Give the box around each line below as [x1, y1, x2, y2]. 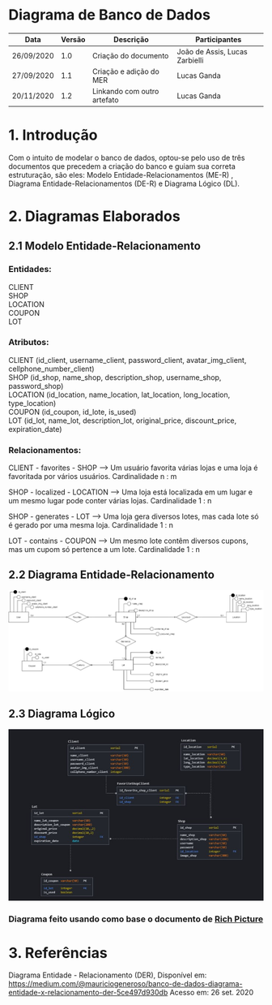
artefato [91, 95, 119, 105]
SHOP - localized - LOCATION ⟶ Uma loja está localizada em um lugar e [8, 487, 253, 497]
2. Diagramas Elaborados [8, 207, 181, 225]
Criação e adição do [91, 67, 159, 76]
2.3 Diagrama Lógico [8, 707, 116, 721]
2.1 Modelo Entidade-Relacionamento [8, 239, 201, 253]
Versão [60, 35, 86, 45]
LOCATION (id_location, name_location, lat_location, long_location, [8, 390, 231, 399]
